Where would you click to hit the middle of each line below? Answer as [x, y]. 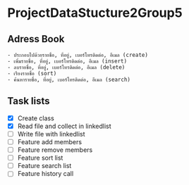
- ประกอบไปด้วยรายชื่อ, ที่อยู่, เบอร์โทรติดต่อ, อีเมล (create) [78, 55]
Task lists [29, 101]
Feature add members [50, 142]
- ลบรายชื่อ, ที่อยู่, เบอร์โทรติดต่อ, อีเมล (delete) [66, 68]
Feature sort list [40, 158]
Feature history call [45, 174]
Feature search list [44, 166]
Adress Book [36, 39]
